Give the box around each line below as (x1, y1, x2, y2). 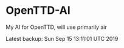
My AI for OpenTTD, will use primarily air (5, 23, 107, 31)
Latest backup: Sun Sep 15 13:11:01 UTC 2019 (5, 35, 119, 42)
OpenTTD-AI (5, 4, 71, 17)
